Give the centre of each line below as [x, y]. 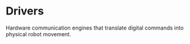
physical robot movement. [38, 34]
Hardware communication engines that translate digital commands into [95, 28]
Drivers [25, 11]
